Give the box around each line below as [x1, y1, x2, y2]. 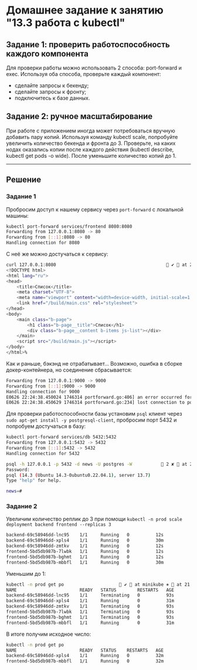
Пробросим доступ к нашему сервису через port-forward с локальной [6, 205, 184, 213]
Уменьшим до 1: [6, 570, 46, 577]
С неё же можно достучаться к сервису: [6, 251, 108, 257]
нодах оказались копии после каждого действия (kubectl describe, [6, 145, 174, 153]
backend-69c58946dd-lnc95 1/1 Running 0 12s [6, 532, 164, 538]
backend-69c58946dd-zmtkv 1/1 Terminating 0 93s [6, 603, 175, 609]
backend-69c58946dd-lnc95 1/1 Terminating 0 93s [6, 592, 175, 598]
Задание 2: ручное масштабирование [6, 111, 153, 121]
